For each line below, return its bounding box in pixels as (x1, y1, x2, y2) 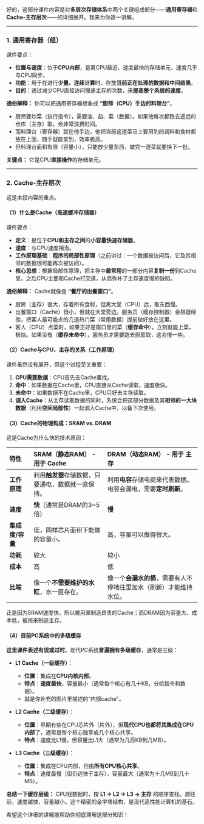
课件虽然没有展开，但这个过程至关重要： (6, 361, 107, 368)
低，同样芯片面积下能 (33, 526, 95, 534)
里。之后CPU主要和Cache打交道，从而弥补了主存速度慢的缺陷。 (15, 274, 176, 282)
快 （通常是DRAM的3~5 (33, 501, 100, 509)
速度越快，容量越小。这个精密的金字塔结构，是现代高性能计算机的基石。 (16, 798, 198, 806)
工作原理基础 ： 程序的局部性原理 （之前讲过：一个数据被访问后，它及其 (15, 251, 191, 259)
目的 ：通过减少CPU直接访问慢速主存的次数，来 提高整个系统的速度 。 (15, 87, 186, 94)
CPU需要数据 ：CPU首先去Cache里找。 (15, 374, 113, 381)
